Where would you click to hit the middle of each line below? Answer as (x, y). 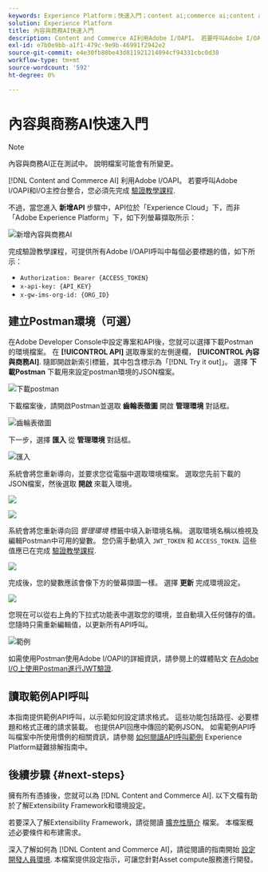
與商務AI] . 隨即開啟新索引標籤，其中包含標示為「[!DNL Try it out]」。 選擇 (128, 362)
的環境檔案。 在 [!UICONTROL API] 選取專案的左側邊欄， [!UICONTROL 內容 (134, 352)
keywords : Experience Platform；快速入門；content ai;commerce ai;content (132, 16)
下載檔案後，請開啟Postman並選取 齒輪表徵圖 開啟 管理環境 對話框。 (121, 406)
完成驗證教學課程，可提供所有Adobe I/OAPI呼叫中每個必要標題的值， (121, 251)
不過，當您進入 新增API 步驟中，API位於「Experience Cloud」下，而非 (124, 207)
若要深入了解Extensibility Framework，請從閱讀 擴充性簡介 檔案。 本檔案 (128, 822)
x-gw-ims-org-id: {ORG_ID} (65, 295)
